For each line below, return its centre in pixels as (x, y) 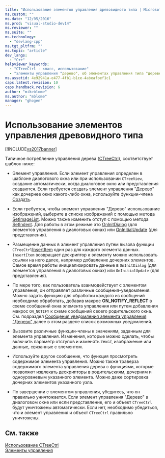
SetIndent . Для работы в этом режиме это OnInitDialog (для (75, 225)
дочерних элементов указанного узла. (53, 382)
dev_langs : (16, 55)
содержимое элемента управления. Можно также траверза (75, 361)
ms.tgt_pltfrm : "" (24, 46)
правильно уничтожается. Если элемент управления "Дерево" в (80, 397)
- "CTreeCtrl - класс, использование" (49, 69)
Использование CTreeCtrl (32, 445)
